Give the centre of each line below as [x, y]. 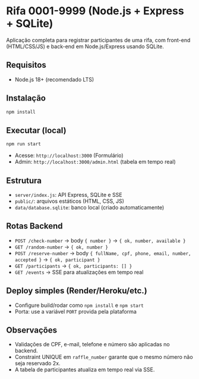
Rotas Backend [35, 226]
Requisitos [26, 65]
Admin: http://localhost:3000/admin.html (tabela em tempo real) [95, 162]
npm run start [24, 144]
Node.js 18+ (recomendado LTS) [54, 79]
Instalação [26, 98]
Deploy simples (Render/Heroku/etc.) [77, 291]
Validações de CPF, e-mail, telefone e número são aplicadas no [92, 344]
